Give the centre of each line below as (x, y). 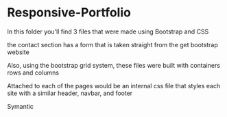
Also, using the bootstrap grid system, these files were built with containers (114, 65)
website (18, 52)
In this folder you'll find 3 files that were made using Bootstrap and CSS (108, 31)
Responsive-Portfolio (69, 13)
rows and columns (33, 73)
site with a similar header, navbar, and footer (70, 93)
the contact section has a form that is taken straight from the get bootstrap (112, 44)
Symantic (21, 106)
